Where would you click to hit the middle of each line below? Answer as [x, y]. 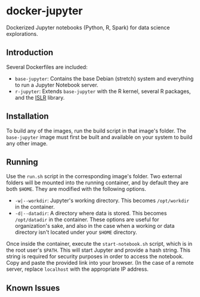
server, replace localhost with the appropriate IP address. [78, 269]
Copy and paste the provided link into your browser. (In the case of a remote [100, 263]
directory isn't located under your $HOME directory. [76, 232]
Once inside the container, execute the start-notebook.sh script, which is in [99, 244]
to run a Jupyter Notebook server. [56, 85]
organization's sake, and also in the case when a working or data [95, 226]
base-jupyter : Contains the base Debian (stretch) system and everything [104, 78]
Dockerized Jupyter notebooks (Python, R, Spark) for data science [88, 27]
